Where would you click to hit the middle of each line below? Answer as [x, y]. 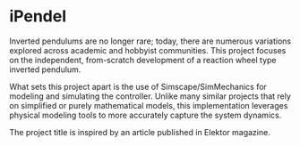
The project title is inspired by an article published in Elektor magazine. [140, 132]
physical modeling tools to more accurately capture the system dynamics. [146, 115]
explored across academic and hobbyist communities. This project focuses [148, 50]
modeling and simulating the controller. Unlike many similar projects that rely [150, 96]
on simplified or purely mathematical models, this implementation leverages [149, 105]
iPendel [38, 16]
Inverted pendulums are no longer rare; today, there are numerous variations [150, 41]
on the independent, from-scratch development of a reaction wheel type [143, 60]
